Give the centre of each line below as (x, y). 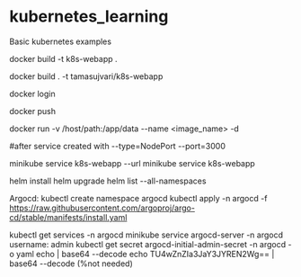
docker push (33, 111)
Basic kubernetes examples (61, 41)
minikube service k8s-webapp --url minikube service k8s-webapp (133, 163)
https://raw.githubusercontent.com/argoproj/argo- (102, 208)
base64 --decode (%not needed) (71, 264)
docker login (32, 94)
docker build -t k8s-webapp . (64, 58)
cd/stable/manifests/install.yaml (68, 217)
